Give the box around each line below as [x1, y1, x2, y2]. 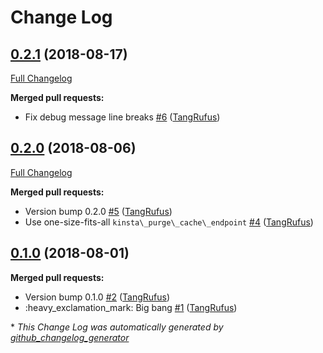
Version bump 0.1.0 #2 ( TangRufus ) [24, 291, 171, 303]
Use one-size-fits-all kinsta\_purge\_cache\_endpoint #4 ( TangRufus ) [24, 216, 314, 228]
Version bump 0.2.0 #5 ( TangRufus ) [24, 205, 173, 217]
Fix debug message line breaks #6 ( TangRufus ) [24, 111, 221, 123]
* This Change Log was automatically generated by [10, 321, 224, 333]
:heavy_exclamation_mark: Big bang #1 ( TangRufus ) [24, 301, 238, 313]
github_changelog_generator [10, 331, 130, 343]
